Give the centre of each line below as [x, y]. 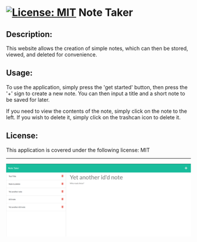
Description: [29, 34]
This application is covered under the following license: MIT [78, 150]
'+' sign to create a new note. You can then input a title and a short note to [96, 93]
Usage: [20, 73]
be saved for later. [28, 99]
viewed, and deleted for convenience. [52, 55]
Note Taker [106, 13]
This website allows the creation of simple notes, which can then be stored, [97, 48]
